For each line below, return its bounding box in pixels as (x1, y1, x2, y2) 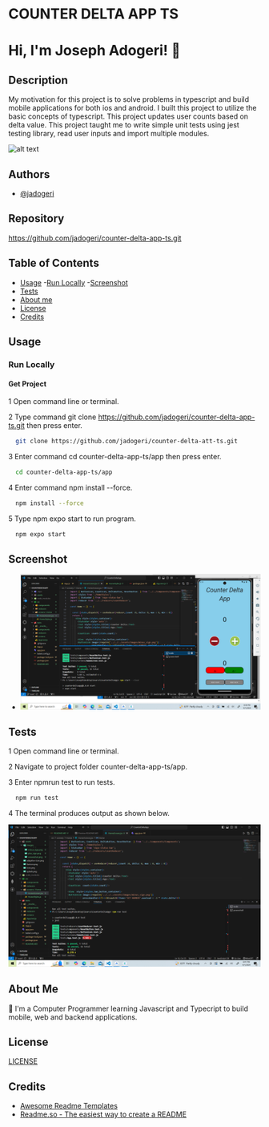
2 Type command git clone (8, 412, 97, 422)
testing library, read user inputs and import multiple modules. (8, 129, 210, 139)
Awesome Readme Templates (19, 1101, 118, 1111)
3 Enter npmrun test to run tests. (8, 778, 115, 787)
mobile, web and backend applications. (8, 1012, 138, 1022)
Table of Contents (8, 257, 100, 270)
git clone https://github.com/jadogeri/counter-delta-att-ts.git (15, 438, 239, 446)
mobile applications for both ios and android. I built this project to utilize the (8, 103, 257, 113)
